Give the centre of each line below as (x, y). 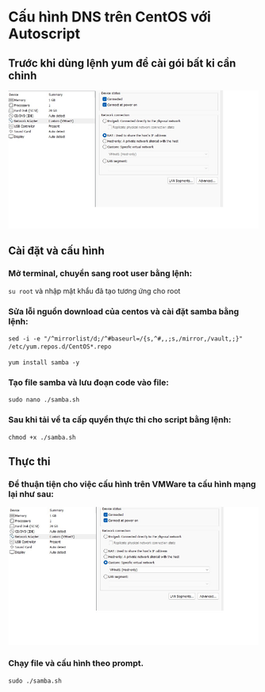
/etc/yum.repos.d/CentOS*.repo (60, 347)
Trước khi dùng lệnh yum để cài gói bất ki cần (122, 63)
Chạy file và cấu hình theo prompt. (76, 663)
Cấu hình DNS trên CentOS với (110, 17)
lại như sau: (31, 494)
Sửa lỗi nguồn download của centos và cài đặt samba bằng (124, 311)
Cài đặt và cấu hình (56, 251)
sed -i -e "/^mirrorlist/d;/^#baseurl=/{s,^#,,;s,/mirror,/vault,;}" (126, 339)
